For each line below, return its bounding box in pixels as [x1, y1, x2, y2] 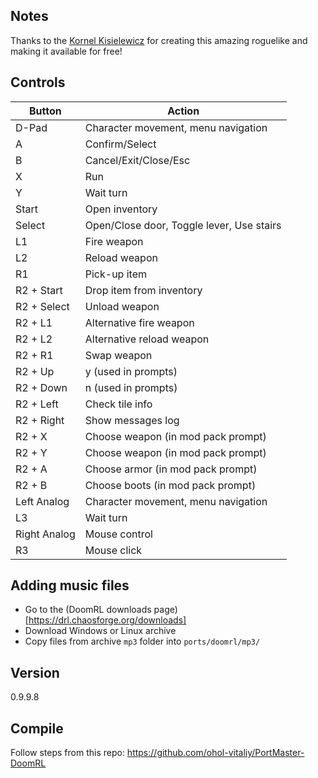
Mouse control [84, 527, 153, 541]
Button [29, 104, 62, 118]
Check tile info [84, 397, 153, 411]
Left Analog [15, 494, 70, 508]
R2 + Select [15, 299, 70, 313]
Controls [10, 74, 66, 91]
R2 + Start [15, 283, 63, 297]
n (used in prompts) [84, 380, 178, 394]
